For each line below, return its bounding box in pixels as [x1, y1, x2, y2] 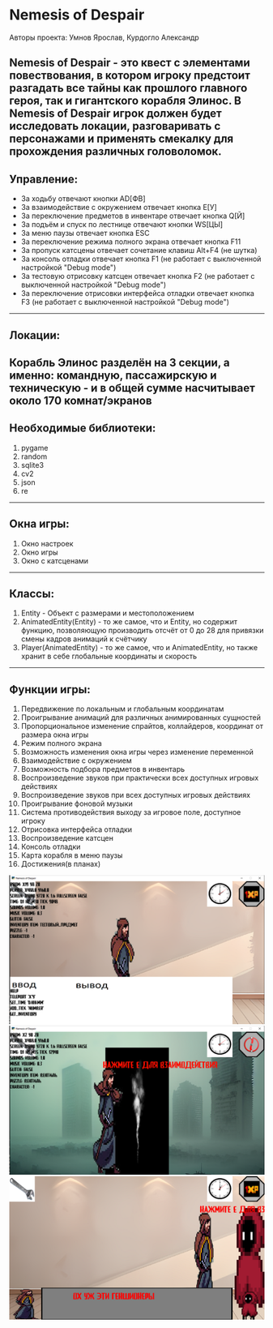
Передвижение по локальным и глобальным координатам [20, 704, 224, 714]
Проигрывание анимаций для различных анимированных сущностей [20, 713, 262, 722]
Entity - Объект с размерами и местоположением [20, 608, 194, 618]
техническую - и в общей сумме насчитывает [9, 381, 256, 395]
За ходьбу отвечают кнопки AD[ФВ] [20, 194, 146, 203]
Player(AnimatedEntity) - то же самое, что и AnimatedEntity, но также [20, 643, 258, 653]
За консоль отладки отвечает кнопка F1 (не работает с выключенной [20, 254, 262, 264]
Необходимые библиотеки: [9, 422, 156, 435]
